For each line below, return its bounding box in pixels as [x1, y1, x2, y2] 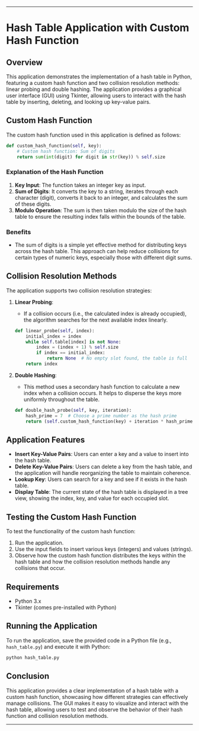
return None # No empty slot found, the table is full [46, 355, 188, 361]
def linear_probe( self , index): [14, 327, 95, 333]
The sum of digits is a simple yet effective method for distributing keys [14, 241, 187, 248]
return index [25, 361, 58, 367]
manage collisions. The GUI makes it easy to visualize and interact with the [6, 700, 188, 707]
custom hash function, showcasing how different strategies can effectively [6, 693, 188, 700]
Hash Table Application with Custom [6, 21, 190, 34]
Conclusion [6, 671, 50, 681]
